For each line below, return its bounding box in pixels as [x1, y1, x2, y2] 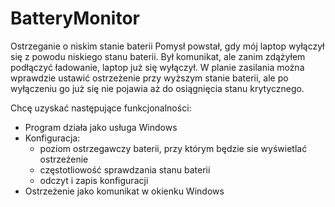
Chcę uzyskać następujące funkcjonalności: [10, 102, 192, 114]
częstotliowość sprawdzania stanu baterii [39, 163, 211, 176]
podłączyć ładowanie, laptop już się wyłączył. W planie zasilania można [10, 61, 305, 73]
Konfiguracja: [24, 132, 81, 144]
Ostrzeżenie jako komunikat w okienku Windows [24, 185, 225, 197]
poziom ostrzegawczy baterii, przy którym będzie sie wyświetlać [39, 142, 308, 154]
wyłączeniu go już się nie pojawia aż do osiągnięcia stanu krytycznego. [10, 82, 305, 94]
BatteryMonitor [10, 7, 140, 30]
